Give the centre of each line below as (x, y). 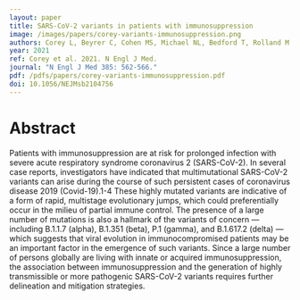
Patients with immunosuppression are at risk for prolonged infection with (143, 153)
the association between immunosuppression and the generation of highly (146, 267)
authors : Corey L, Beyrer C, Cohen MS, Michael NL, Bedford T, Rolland (145, 42)
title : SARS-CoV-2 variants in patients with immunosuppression (131, 26)
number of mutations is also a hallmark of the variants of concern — (134, 219)
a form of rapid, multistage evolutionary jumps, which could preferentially (144, 200)
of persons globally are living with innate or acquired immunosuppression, (146, 257)
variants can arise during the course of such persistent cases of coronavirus (150, 181)
